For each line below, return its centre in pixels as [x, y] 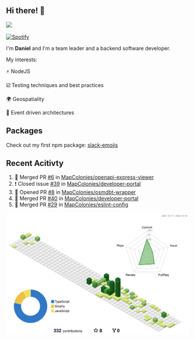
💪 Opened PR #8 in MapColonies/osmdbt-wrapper [75, 192]
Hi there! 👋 [26, 11]
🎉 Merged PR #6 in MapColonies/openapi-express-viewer [84, 177]
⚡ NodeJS [18, 71]
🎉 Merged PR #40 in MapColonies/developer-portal [76, 199]
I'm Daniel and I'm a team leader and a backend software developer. [88, 48]
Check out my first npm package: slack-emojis [62, 145]
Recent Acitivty [35, 163]
